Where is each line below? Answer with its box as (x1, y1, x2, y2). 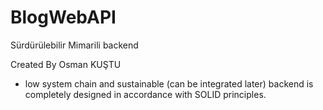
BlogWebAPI (10, 6, 117, 29)
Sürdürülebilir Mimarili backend (10, 39, 139, 51)
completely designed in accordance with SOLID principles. (24, 88, 267, 100)
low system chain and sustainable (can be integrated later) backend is (24, 77, 314, 90)
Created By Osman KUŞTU (10, 58, 122, 70)
